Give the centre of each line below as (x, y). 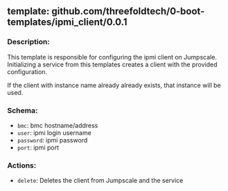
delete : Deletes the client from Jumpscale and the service (100, 181)
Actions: (22, 165)
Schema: (23, 110)
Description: (28, 42)
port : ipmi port (38, 147)
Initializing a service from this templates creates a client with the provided (112, 64)
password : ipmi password (52, 140)
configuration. (27, 71)
